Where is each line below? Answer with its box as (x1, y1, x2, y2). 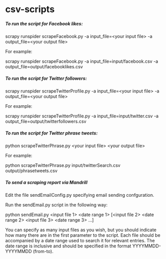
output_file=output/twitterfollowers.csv (5, 118, 87, 124)
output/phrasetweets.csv (5, 168, 58, 174)
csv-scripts (5, 4, 55, 15)
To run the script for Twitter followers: (5, 75, 87, 81)
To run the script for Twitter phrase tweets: (5, 130, 98, 136)
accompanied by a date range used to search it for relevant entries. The (5, 238, 155, 244)
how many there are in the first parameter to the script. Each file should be (5, 232, 160, 238)
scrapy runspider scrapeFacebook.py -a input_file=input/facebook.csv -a (5, 58, 158, 64)
